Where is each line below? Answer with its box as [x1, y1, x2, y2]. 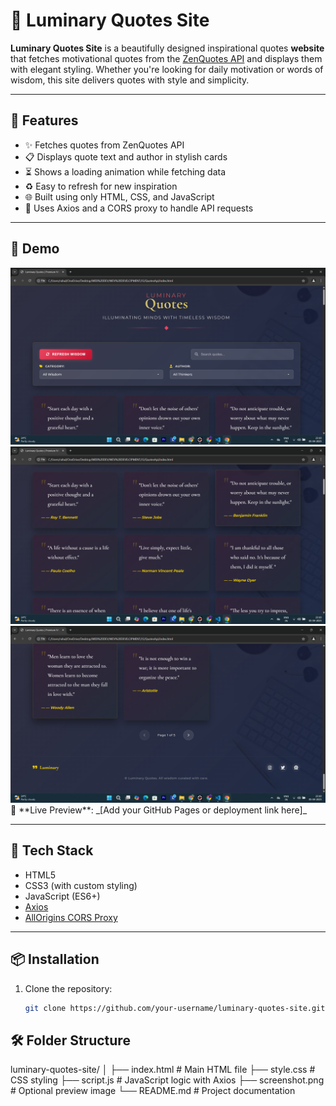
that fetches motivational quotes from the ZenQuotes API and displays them [10, 52, 323, 64]
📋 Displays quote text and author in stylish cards [24, 150, 228, 163]
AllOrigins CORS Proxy [24, 911, 118, 923]
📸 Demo [10, 240, 60, 258]
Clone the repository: [24, 982, 113, 994]
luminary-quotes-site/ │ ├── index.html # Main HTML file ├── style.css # [10, 1064, 316, 1076]
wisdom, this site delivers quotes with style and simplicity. [10, 74, 250, 86]
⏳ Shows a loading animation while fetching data [24, 165, 227, 178]
